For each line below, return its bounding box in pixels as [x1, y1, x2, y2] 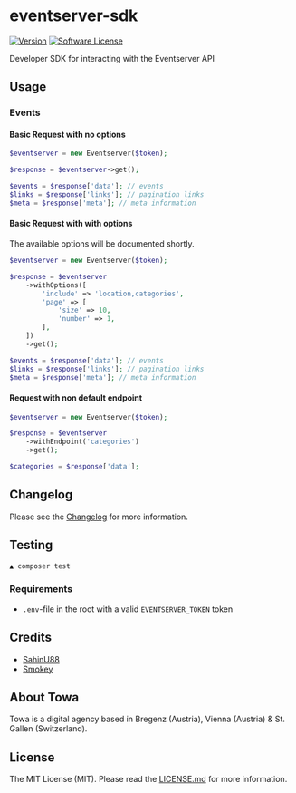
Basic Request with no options [9, 129, 127, 140]
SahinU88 [22, 653, 61, 664]
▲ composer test [9, 561, 71, 571]
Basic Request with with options [9, 218, 133, 229]
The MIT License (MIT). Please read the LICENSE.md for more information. [9, 774, 288, 785]
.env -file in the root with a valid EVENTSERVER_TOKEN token [22, 604, 234, 614]
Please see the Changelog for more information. [9, 511, 188, 522]
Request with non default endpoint [9, 392, 143, 403]
